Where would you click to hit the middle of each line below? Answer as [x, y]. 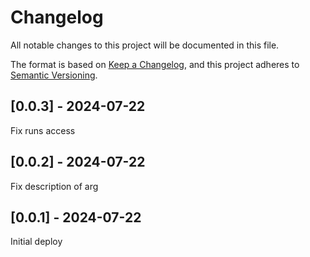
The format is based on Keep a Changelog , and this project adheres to [155, 64]
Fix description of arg [54, 186]
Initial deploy [36, 242]
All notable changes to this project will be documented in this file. [145, 45]
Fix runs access [43, 130]
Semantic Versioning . [54, 75]
